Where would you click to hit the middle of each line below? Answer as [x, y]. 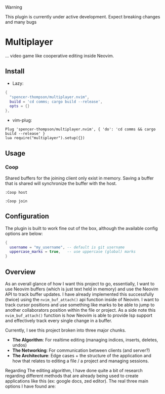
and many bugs [21, 22]
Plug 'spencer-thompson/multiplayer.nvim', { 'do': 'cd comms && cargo [80, 129]
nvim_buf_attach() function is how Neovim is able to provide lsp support [79, 315]
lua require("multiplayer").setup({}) [45, 138]
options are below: [24, 233]
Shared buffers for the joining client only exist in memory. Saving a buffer [80, 178]
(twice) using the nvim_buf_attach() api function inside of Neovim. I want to [82, 299]
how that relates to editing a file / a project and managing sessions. [81, 361]
